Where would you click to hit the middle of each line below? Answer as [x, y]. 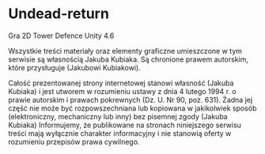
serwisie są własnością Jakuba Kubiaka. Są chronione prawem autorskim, [129, 59]
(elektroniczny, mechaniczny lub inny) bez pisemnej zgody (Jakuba [118, 116]
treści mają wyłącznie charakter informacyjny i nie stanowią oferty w [120, 133]
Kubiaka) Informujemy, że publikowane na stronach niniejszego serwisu [125, 125]
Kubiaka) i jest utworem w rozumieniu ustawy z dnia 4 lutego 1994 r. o [122, 91]
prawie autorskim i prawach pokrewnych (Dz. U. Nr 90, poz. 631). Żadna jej [131, 100]
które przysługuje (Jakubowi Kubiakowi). [74, 67]
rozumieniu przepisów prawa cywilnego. [74, 141]
